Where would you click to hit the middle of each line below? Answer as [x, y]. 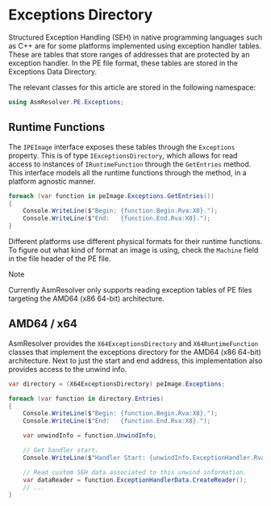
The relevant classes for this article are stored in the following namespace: [132, 87]
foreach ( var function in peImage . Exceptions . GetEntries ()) [112, 196]
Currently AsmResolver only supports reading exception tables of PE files [130, 290]
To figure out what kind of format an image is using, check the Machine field [133, 250]
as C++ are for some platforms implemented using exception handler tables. [135, 45]
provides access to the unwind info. [68, 369]
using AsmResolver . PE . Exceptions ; [67, 102]
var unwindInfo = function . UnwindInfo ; [90, 436]
